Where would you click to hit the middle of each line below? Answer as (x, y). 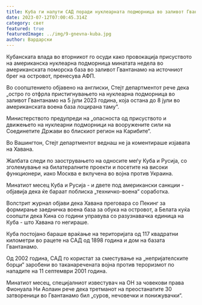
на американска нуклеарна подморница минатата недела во (85, 63)
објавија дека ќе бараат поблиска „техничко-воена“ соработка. (88, 192)
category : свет (25, 23)
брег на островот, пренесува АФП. (51, 76)
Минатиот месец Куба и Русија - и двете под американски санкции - (95, 185)
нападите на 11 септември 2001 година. (57, 271)
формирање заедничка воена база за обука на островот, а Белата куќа (98, 210)
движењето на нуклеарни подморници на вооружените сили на (89, 125)
